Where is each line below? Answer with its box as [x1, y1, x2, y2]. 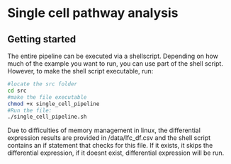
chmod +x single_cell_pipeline [7, 100, 100, 107]
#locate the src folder [7, 81, 78, 88]
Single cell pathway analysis [7, 5, 179, 21]
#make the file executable [7, 93, 87, 100]
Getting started [7, 33, 77, 45]
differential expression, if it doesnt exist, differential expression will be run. [7, 148, 225, 157]
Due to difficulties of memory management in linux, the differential [7, 126, 201, 135]
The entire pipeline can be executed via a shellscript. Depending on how [7, 52, 218, 60]
